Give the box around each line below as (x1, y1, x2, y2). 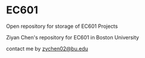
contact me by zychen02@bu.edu (6, 45, 88, 52)
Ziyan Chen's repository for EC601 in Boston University (6, 34, 139, 41)
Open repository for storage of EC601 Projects (6, 23, 119, 30)
